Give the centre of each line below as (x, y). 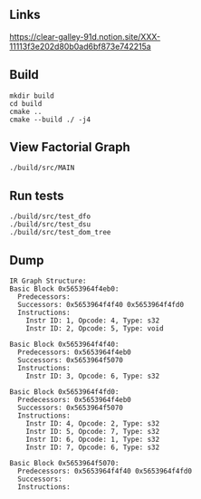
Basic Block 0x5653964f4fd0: (64, 392)
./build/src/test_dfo (50, 216)
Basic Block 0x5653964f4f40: (64, 345)
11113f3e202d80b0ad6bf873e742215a (80, 46)
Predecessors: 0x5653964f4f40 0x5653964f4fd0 (105, 471)
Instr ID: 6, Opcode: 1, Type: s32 (93, 440)
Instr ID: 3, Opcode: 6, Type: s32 (93, 376)
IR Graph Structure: (48, 281)
